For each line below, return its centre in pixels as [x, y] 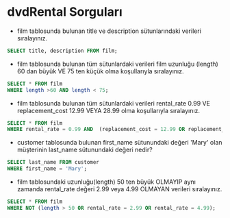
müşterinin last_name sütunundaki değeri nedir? [85, 150]
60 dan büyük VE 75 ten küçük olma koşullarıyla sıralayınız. [100, 71]
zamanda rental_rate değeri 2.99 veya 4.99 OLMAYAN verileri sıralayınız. [119, 189]
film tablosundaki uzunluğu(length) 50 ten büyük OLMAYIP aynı [106, 182]
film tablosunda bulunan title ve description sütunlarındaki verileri [109, 31]
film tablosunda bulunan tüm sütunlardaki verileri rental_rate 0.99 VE [114, 103]
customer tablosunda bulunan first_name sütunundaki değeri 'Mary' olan [119, 143]
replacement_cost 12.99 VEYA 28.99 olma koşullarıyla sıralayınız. [108, 110]
